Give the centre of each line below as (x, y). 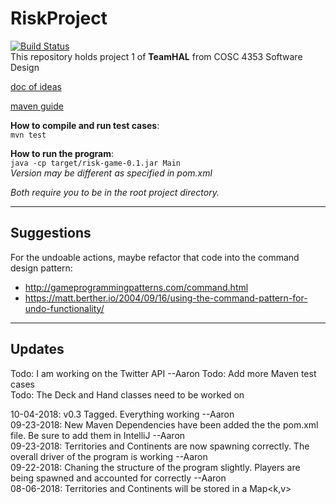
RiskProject (59, 18)
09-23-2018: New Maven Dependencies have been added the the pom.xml (164, 424)
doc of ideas (36, 86)
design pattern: (41, 268)
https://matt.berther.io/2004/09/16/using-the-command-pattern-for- (166, 298)
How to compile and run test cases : (85, 125)
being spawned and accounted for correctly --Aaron (118, 478)
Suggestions (51, 233)
